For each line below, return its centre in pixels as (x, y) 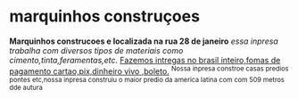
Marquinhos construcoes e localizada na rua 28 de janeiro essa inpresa (144, 41)
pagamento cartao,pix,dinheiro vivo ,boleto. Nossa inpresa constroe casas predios (149, 70)
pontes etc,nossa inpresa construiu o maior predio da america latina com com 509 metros (147, 79)
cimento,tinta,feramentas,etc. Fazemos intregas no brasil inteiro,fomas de (145, 60)
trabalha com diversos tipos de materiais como (96, 50)
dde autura (26, 87)
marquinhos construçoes (105, 16)
